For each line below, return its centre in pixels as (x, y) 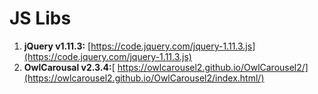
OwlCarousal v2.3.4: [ (69, 67)
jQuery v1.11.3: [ (57, 46)
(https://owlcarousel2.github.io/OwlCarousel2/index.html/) (144, 78)
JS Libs (40, 18)
